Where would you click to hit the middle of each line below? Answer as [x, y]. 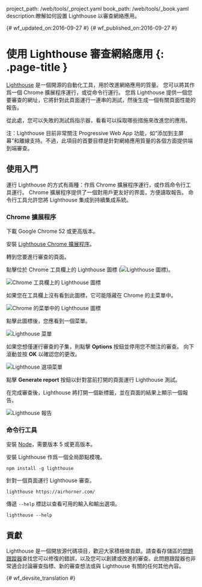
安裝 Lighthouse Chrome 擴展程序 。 [50, 244]
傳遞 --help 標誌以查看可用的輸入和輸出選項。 [63, 504]
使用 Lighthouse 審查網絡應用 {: [85, 54]
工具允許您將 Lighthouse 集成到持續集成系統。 [74, 200]
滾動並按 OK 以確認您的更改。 [43, 354]
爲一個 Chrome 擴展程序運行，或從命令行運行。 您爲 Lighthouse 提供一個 [97, 92]
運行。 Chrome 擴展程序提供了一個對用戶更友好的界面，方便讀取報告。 [99, 192]
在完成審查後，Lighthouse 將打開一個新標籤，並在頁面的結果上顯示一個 [95, 393]
